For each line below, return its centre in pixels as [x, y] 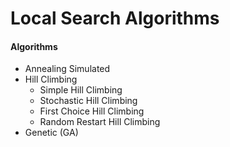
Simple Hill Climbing [81, 90]
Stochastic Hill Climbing [88, 101]
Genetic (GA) [51, 133]
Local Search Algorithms [115, 18]
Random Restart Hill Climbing [100, 122]
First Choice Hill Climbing [92, 111]
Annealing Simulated [67, 69]
